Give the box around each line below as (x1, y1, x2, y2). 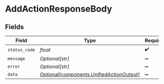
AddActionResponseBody (5, 3, 112, 15)
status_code (7, 47, 36, 52)
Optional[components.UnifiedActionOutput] (40, 71, 140, 78)
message (7, 56, 25, 61)
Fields (5, 23, 24, 31)
